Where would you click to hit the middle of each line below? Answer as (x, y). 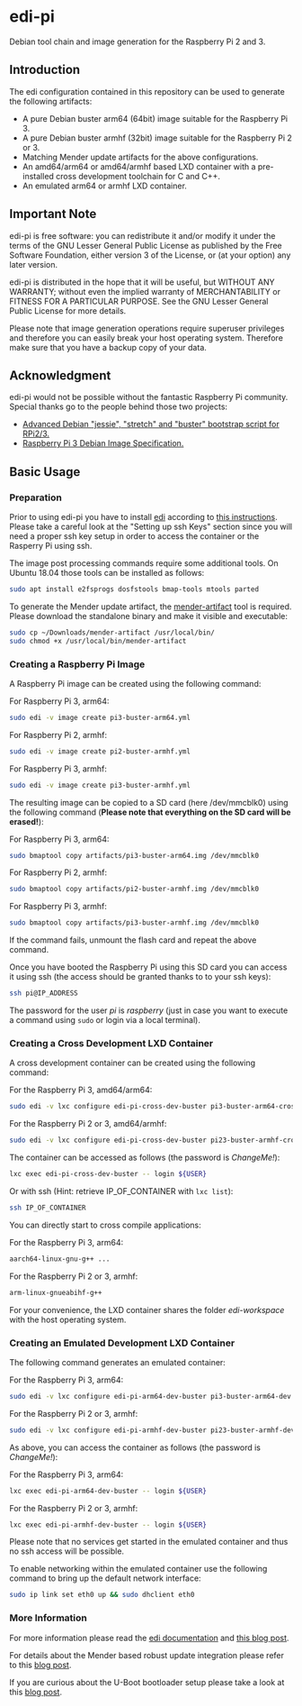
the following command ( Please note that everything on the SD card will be (150, 812)
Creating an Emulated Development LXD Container (122, 1343)
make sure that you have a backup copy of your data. (108, 347)
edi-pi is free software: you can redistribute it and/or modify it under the (142, 235)
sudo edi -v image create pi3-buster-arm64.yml (100, 717)
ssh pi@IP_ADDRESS (44, 993)
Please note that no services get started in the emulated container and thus (149, 1542)
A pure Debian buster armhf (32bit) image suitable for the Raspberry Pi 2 (157, 138)
